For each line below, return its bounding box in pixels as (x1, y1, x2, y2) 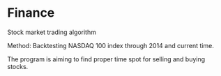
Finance (7, 5, 55, 21)
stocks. (7, 62, 29, 70)
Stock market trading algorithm (7, 28, 96, 36)
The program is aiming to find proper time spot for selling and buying (7, 54, 206, 63)
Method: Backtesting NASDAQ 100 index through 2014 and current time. (7, 41, 214, 50)
